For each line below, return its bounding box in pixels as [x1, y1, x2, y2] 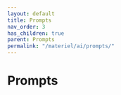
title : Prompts [7, 17, 52, 24]
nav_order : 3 [7, 23, 46, 30]
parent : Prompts [7, 36, 55, 43]
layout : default [7, 10, 55, 17]
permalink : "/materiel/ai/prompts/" [7, 43, 115, 50]
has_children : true [7, 29, 65, 37]
